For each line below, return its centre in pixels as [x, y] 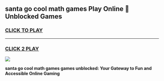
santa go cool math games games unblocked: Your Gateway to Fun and [79, 68]
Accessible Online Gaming [32, 73]
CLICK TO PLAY [24, 31]
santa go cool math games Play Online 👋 [67, 9]
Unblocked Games [34, 17]
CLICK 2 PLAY [22, 49]
